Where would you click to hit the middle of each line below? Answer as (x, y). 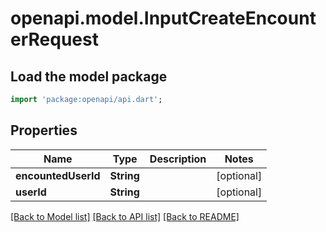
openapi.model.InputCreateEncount (163, 18)
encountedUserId (58, 175)
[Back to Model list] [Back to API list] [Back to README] (125, 216)
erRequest (54, 39)
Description (178, 159)
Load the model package (89, 76)
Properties (44, 130)
